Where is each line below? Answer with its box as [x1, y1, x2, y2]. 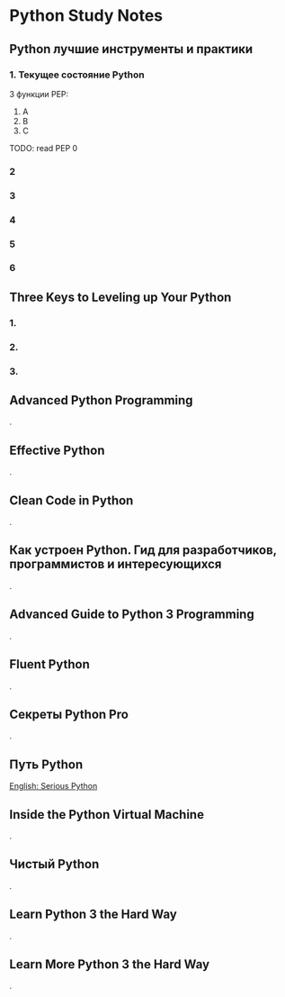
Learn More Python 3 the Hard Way [9, 956, 209, 972]
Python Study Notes [9, 5, 164, 26]
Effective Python [9, 442, 105, 458]
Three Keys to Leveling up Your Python [9, 289, 232, 304]
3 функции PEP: [9, 88, 69, 99]
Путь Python [9, 757, 84, 772]
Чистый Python [9, 857, 100, 872]
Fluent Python [9, 657, 90, 672]
